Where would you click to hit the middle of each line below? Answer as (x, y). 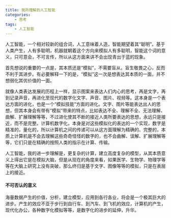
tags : (11, 24)
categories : (18, 15)
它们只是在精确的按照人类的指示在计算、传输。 (63, 142)
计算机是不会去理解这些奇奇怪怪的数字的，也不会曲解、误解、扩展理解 (88, 136)
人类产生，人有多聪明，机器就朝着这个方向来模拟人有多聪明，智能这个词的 (83, 51)
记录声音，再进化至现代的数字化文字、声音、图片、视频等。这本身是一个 (85, 98)
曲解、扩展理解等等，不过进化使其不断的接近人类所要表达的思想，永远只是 (83, 117)
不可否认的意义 (21, 185)
